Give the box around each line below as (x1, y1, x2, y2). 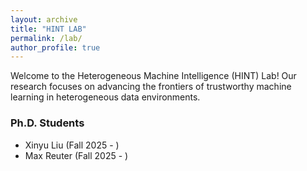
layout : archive (10, 14, 78, 25)
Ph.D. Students (10, 116, 85, 130)
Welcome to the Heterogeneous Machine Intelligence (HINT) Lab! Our (10, 70, 297, 82)
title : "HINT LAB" (10, 24, 87, 34)
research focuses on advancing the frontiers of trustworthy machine (10, 81, 292, 93)
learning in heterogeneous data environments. (10, 91, 201, 103)
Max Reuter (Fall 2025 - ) (24, 149, 129, 161)
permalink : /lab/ (10, 33, 83, 43)
